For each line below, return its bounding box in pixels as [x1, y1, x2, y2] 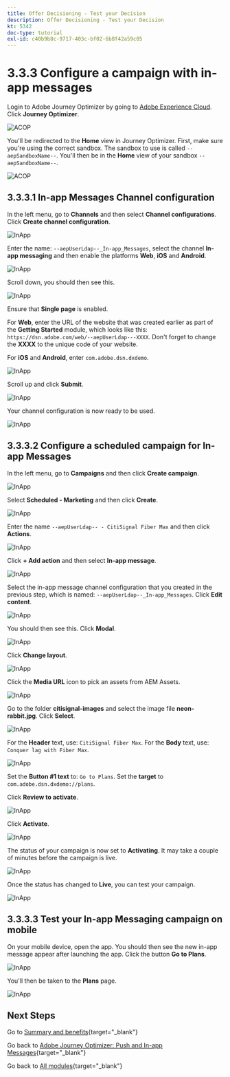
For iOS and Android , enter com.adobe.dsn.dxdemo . [7, 353, 149, 361]
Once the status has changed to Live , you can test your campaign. [7, 880, 196, 888]
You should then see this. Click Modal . [7, 624, 116, 632]
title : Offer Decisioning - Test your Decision [7, 10, 146, 17]
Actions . [7, 529, 32, 537]
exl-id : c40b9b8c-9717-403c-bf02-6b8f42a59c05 [7, 36, 143, 43]
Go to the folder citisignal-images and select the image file [7, 704, 175, 712]
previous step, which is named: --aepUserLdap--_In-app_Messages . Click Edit [7, 590, 223, 599]
